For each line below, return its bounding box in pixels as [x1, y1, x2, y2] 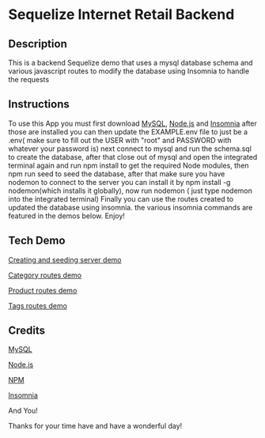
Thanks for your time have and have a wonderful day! [8, 421, 183, 431]
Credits [8, 324, 46, 338]
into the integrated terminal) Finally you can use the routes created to [8, 194, 234, 203]
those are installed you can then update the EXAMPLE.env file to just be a [8, 126, 248, 136]
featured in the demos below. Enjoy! [8, 211, 125, 221]
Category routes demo [8, 270, 82, 280]
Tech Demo [8, 234, 66, 247]
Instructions [8, 97, 70, 111]
